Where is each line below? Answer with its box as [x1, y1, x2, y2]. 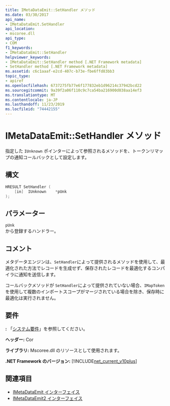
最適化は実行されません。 [5, 295, 59, 301]
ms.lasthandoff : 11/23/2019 [5, 102, 65, 107]
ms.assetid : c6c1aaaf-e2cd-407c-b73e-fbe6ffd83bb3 [5, 69, 115, 74]
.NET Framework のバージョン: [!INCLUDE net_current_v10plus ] [5, 358, 138, 364]
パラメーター [5, 209, 46, 217]
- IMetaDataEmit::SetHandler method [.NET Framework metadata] [5, 59, 142, 65]
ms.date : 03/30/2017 [5, 12, 49, 17]
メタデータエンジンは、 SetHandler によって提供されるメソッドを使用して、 [5, 259, 161, 265]
